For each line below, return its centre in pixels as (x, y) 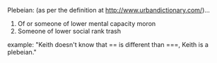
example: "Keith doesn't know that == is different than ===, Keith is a (108, 44)
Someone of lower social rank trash (69, 31)
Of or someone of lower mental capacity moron (87, 23)
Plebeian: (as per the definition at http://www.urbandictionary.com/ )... (109, 10)
